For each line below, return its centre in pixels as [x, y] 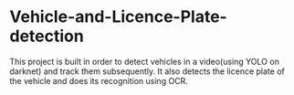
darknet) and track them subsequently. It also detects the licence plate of [147, 71]
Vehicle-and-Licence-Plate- [119, 17]
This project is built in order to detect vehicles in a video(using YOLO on [145, 61]
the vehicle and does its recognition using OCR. [99, 80]
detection [47, 36]
